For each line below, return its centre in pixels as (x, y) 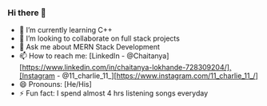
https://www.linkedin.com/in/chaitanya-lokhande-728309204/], (127, 68)
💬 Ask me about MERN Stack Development (90, 47)
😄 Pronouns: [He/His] (56, 84)
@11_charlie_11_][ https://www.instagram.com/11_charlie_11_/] (160, 76)
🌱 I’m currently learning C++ (66, 30)
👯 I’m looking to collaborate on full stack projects (100, 38)
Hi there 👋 (27, 13)
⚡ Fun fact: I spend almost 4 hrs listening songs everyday (114, 93)
